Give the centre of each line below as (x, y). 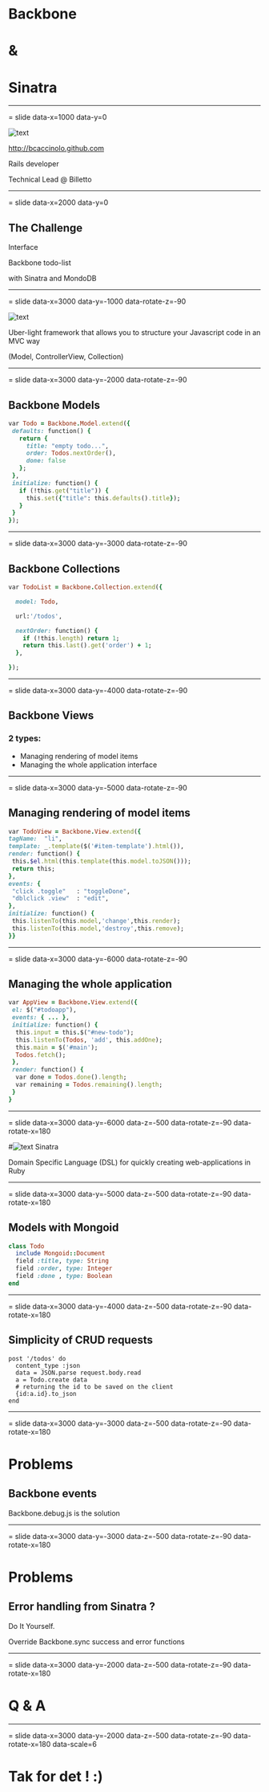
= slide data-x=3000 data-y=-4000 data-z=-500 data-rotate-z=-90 (120, 1306)
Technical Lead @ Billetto (50, 180)
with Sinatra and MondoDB (52, 279)
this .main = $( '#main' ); (57, 1047)
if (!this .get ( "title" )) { (64, 491)
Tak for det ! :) (56, 1776)
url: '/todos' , (39, 616)
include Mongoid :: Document (60, 1254)
